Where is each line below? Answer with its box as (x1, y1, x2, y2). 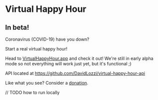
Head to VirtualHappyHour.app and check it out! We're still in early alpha (5, 55, 154, 61)
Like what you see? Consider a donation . (5, 80, 88, 86)
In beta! (5, 23, 29, 32)
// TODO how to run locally (5, 90, 60, 95)
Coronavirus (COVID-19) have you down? (5, 36, 89, 42)
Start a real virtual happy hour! (5, 46, 68, 51)
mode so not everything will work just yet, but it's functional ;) (5, 61, 132, 66)
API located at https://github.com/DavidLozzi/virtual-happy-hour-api (5, 70, 146, 76)
